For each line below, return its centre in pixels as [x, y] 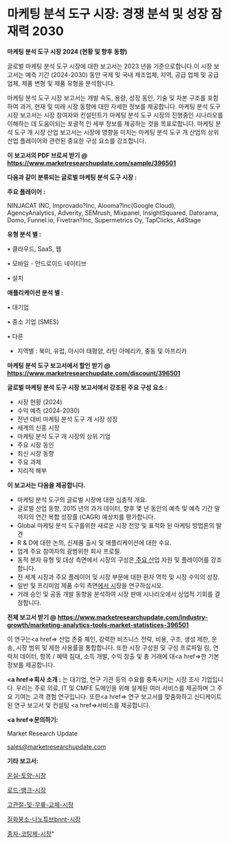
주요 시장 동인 [35, 445]
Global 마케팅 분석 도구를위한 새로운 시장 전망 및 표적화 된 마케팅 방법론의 [116, 525]
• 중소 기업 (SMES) [33, 321]
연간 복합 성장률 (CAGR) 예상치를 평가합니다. [95, 517]
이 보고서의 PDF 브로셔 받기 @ [47, 155]
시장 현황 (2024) [40, 401]
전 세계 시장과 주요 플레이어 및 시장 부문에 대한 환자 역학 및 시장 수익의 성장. [118, 576]
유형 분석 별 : [24, 234]
